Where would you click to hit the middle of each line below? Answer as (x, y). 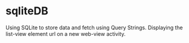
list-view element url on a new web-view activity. (66, 33)
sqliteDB (27, 11)
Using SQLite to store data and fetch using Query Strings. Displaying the (94, 27)
